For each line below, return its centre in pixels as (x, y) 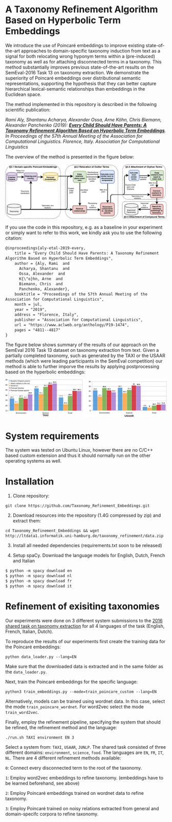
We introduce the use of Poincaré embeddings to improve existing (75, 45)
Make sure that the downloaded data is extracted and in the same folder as (84, 666)
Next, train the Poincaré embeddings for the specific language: (72, 682)
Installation (30, 482)
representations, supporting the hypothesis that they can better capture (81, 83)
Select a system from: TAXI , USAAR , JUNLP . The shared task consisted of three (86, 747)
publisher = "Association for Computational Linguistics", (79, 320)
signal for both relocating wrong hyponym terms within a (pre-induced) (80, 56)
